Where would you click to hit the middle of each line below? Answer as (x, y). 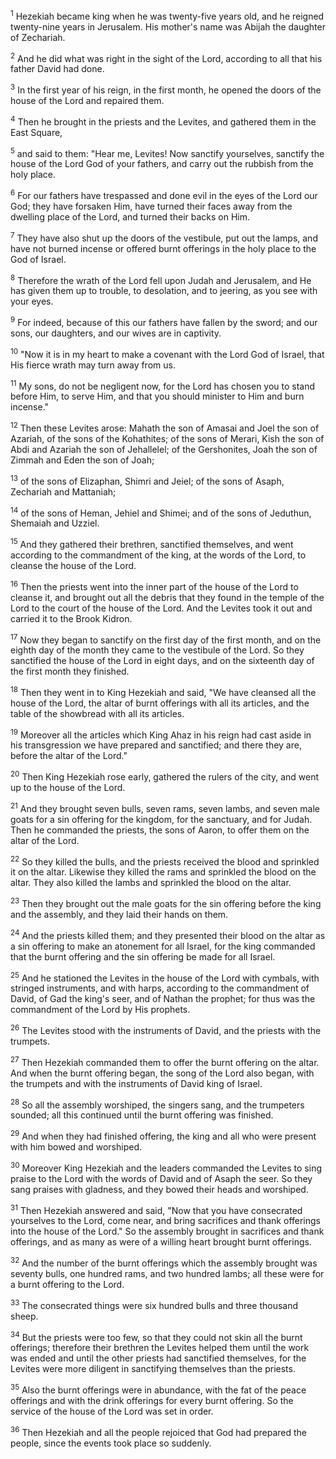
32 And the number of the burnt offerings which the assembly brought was (164, 1262)
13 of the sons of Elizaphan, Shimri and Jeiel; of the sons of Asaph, (147, 480)
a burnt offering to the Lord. (67, 1284)
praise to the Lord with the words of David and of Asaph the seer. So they (161, 1178)
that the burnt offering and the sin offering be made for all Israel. (143, 956)
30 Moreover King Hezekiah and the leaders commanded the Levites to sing (166, 1167)
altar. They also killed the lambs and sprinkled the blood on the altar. (151, 883)
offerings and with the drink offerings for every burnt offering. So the (152, 1400)
